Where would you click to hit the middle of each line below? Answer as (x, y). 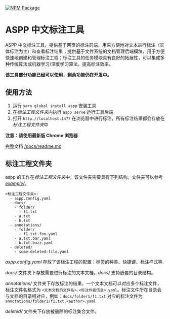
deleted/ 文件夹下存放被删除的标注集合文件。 (52, 311)
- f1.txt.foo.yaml (38, 234)
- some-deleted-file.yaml (42, 251)
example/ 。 (17, 183)
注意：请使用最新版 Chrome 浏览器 (41, 135)
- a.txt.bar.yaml (33, 238)
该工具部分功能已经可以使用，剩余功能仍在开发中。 (58, 75)
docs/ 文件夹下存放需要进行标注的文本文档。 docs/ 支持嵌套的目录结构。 (80, 272)
